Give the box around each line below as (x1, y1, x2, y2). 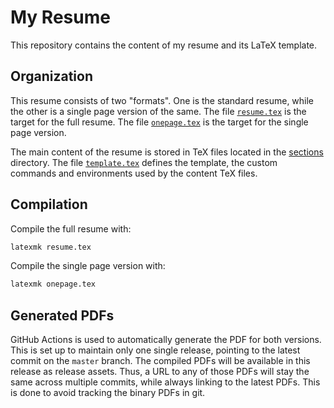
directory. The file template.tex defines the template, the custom (10, 156, 278, 168)
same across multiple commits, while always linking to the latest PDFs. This (10, 376, 321, 388)
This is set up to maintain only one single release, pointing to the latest (10, 344, 301, 356)
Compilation (10, 196, 88, 213)
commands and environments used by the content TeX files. (10, 167, 258, 179)
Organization (10, 68, 93, 85)
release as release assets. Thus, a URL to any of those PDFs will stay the (10, 366, 310, 378)
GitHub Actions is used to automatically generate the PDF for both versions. (10, 334, 322, 346)
